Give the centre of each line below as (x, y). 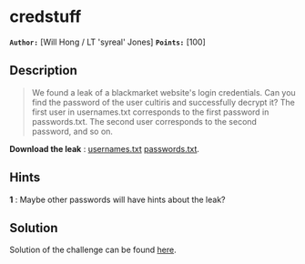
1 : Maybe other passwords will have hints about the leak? (117, 199)
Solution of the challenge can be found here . (93, 250)
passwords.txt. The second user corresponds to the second (144, 121)
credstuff (46, 17)
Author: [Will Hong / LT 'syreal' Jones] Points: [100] (108, 42)
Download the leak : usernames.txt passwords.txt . (105, 148)
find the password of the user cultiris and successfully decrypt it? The (163, 102)
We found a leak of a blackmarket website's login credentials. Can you (163, 92)
